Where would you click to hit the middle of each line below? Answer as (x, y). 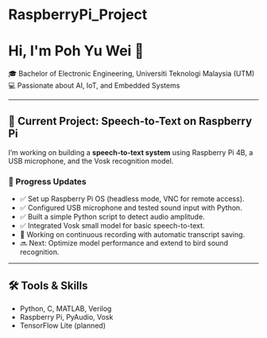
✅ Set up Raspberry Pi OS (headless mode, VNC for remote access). (132, 199)
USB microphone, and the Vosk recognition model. (91, 161)
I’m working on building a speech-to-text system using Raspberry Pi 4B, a (131, 152)
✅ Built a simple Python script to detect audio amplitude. (112, 217)
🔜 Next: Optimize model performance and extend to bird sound (124, 243)
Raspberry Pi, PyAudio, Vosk (66, 317)
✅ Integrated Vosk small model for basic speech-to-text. (112, 226)
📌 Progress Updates (47, 181)
